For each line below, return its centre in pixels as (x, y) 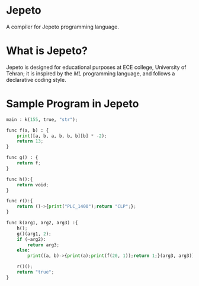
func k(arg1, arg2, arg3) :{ (42, 223)
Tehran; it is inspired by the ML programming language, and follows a (91, 73)
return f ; (29, 163)
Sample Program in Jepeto (73, 104)
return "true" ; (36, 272)
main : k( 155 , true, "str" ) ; (42, 119)
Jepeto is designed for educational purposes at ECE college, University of (96, 67)
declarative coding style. (36, 80)
